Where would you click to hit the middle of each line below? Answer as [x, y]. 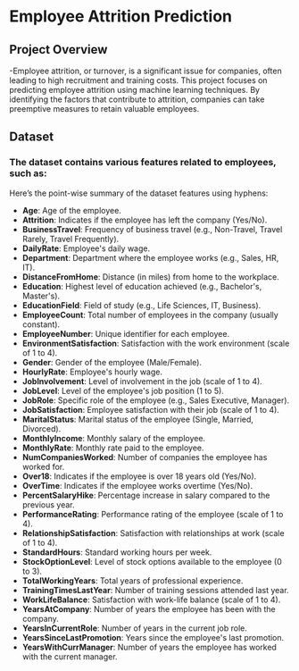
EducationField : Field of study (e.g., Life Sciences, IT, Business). [141, 305]
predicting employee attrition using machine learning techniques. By [135, 90]
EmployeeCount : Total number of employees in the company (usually [150, 315]
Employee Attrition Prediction [121, 17]
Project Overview [58, 50]
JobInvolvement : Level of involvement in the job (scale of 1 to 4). [142, 381]
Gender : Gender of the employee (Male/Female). [112, 362]
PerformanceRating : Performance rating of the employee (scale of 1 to [153, 514]
